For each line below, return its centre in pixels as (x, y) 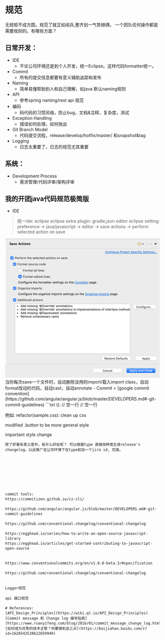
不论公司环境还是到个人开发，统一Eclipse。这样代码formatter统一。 (88, 66)
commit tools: (20, 494)
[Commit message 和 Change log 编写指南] (46, 619)
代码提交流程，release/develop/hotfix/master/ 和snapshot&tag (82, 135)
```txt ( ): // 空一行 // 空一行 (71, 405)
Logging (21, 141)
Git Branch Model (30, 129)
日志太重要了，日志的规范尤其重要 (54, 146)
